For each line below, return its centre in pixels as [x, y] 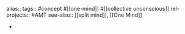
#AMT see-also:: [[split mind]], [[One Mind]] [87, 15]
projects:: [18, 15]
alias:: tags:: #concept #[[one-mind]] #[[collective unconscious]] [88, 9]
